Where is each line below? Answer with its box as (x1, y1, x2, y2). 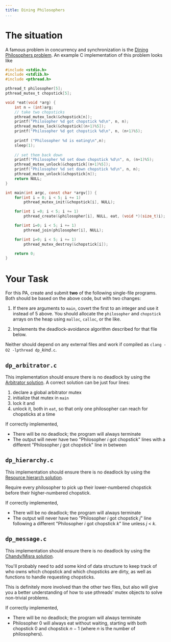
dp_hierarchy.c (5, 457, 54, 464)
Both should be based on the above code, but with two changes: (5, 295, 141, 302)
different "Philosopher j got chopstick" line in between (12, 442, 127, 448)
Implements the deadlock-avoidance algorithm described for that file (12, 326, 157, 332)
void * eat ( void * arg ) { (5, 100, 56, 105)
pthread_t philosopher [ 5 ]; (5, 86, 63, 91)
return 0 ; (14, 251, 36, 256)
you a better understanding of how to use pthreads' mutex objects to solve (5, 589, 162, 595)
